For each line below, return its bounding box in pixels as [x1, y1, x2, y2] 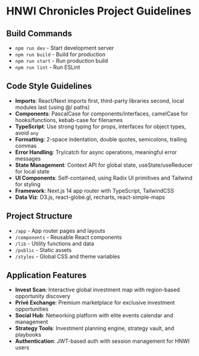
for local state [15, 167, 50, 175]
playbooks [15, 331, 41, 338]
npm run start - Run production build [15, 57, 108, 64]
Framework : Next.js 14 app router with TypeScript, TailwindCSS [15, 187, 174, 194]
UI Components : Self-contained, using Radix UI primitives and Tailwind [15, 174, 192, 181]
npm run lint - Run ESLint [15, 63, 80, 71]
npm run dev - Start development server [15, 44, 114, 51]
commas [15, 142, 37, 149]
